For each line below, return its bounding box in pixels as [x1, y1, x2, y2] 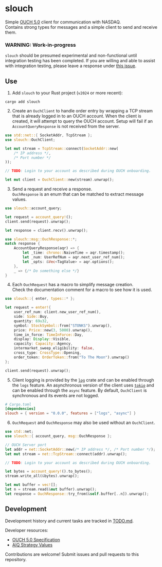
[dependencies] [5, 406, 36, 411]
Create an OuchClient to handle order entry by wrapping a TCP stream [12, 108, 153, 114]
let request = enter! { [5, 305, 51, 310]
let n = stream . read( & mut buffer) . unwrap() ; [5, 487, 97, 492]
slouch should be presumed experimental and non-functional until [5, 53, 137, 58]
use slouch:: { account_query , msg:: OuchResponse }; [5, 434, 112, 439]
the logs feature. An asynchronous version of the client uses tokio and [12, 382, 154, 388]
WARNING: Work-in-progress [5, 41, 76, 48]
